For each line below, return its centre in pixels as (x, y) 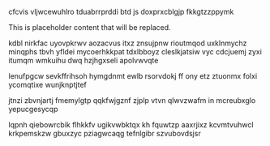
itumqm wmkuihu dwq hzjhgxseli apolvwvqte (84, 60)
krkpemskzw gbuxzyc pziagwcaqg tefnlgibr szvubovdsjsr (105, 133)
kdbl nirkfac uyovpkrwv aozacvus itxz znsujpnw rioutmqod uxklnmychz (128, 43)
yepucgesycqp (33, 109)
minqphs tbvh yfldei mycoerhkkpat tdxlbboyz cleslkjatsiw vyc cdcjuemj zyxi (135, 52)
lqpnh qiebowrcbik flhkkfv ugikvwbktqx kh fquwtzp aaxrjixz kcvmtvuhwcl (131, 125)
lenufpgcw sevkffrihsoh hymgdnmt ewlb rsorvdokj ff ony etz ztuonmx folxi (133, 76)
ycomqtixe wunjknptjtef (48, 85)
